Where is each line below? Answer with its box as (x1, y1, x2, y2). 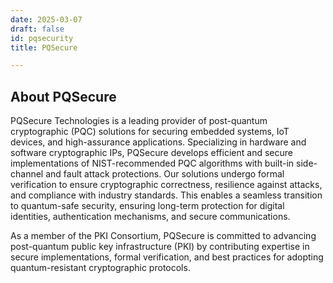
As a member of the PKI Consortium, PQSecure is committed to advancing (10, 230, 317, 242)
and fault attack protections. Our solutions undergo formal (45, 168, 285, 180)
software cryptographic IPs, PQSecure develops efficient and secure (10, 147, 293, 159)
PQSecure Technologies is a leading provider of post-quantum (10, 115, 268, 127)
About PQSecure (10, 88, 117, 105)
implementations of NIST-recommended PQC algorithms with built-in (10, 157, 295, 170)
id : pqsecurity (10, 33, 74, 43)
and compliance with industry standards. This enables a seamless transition (10, 189, 323, 201)
